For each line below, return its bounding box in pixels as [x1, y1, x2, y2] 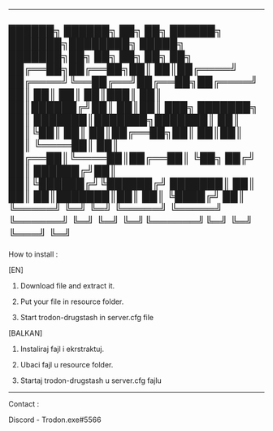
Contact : [8, 398, 39, 408]
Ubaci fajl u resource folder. [19, 359, 114, 369]
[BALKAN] [8, 328, 43, 338]
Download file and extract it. [19, 280, 115, 290]
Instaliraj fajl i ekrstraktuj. [19, 344, 105, 354]
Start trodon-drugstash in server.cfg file [19, 312, 154, 322]
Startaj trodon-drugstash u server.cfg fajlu [19, 376, 162, 385]
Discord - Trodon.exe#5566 [8, 415, 102, 424]
